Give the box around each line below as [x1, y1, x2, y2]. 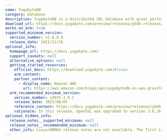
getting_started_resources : [9, 63, 68, 68]
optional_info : [5, 44, 37, 49]
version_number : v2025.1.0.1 [14, 95, 75, 100]
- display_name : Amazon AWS [18, 81, 77, 86]
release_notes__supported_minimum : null [9, 118, 94, 123]
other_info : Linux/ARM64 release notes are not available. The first [9, 127, 157, 132]
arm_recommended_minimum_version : [9, 90, 81, 95]
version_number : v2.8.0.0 [9, 35, 64, 40]
